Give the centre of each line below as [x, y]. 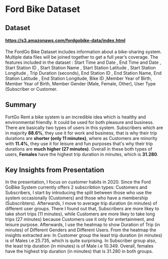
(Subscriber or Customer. [31, 89]
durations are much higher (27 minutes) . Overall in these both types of [79, 149]
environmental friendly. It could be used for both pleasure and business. [80, 122]
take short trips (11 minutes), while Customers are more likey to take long [80, 214]
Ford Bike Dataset [43, 9]
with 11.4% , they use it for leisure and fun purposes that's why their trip [79, 144]
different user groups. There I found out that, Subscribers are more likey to [82, 209]
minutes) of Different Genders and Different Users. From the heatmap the [81, 230]
